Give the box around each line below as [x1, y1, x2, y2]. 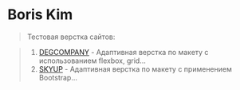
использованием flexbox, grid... [38, 56, 147, 65]
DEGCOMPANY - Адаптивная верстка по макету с [38, 47, 209, 57]
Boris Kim [7, 6, 73, 24]
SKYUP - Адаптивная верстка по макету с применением [38, 64, 232, 73]
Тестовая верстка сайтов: [26, 32, 116, 41]
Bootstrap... [38, 72, 77, 82]
